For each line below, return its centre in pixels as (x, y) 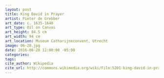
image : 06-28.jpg (23, 46)
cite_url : (15, 68)
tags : (10, 59)
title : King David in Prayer (35, 14)
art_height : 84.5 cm (26, 32)
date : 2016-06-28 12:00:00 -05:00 (40, 50)
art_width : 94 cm (23, 37)
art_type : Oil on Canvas (30, 28)
